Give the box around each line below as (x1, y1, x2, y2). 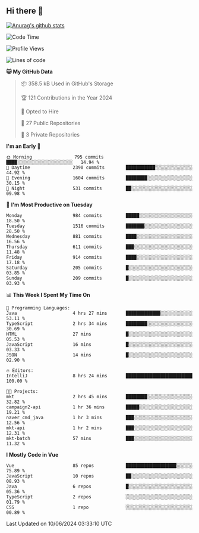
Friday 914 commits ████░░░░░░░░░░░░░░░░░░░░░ (6, 254, 193, 260)
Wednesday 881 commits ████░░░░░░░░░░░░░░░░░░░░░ (6, 233, 193, 239)
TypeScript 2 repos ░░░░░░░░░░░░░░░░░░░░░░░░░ (6, 494, 193, 500)
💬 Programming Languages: (6, 305, 70, 311)
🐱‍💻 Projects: (6, 388, 39, 394)
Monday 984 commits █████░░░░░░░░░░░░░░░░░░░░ (6, 212, 193, 218)
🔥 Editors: (6, 367, 34, 373)
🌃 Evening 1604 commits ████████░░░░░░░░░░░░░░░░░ (6, 175, 193, 181)
